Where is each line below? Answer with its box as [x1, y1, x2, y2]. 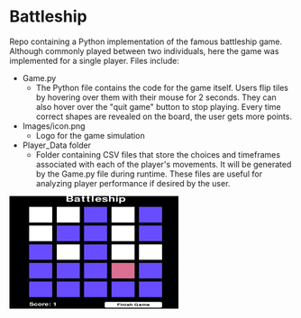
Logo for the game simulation [35, 130, 146, 141]
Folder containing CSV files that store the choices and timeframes [35, 149, 281, 159]
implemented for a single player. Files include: [9, 55, 180, 66]
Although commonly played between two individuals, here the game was [9, 45, 279, 56]
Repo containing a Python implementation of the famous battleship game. [9, 36, 283, 47]
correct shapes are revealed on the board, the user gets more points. [35, 111, 293, 122]
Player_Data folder [22, 140, 92, 150]
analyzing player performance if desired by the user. [35, 177, 231, 188]
